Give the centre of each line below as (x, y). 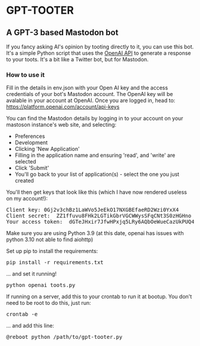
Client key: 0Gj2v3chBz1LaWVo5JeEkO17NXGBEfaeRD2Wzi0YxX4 (93, 210)
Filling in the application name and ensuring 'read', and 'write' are (95, 155)
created (24, 181)
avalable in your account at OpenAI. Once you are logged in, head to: (91, 101)
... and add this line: (30, 326)
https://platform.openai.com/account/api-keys (63, 107)
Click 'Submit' (32, 168)
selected (26, 162)
